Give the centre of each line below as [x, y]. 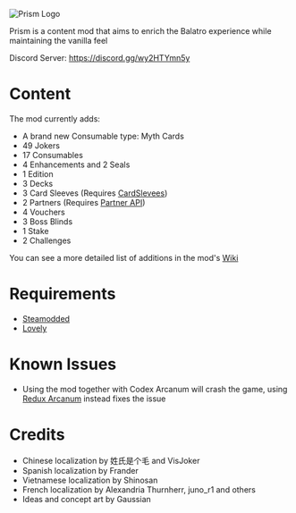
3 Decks [38, 183]
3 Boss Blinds [47, 221]
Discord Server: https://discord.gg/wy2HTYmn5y [100, 58]
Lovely [34, 328]
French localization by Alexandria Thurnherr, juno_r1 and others [139, 489]
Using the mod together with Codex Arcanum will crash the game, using [155, 389]
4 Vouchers [43, 212]
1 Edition [38, 173]
